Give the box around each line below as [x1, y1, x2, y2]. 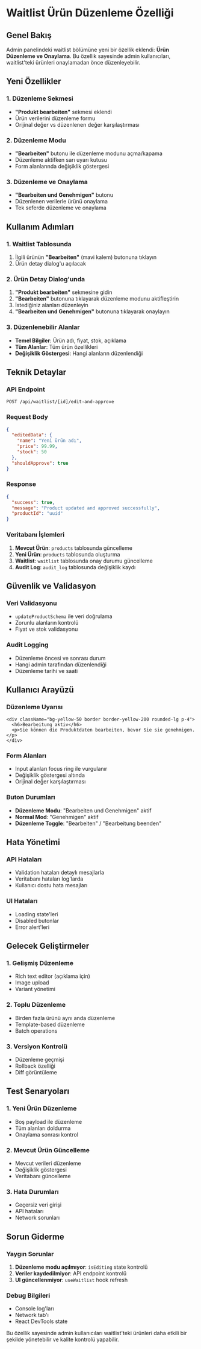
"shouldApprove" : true [11, 460, 69, 466]
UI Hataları [6, 897, 38, 905]
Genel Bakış [6, 30, 52, 40]
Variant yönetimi [14, 986, 56, 993]
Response [6, 480, 36, 488]
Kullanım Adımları [6, 222, 74, 232]
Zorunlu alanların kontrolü [14, 619, 79, 627]
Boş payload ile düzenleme [14, 1118, 82, 1125]
